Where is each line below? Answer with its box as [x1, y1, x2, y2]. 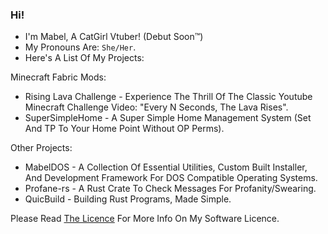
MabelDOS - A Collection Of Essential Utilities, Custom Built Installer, [24, 161, 308, 173]
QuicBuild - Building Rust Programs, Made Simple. [24, 193, 232, 205]
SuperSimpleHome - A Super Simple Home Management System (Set [24, 112, 312, 124]
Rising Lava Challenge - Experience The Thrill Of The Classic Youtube [24, 91, 313, 103]
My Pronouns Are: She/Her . [24, 41, 137, 53]
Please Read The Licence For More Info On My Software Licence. [10, 213, 280, 225]
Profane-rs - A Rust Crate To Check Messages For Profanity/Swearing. [24, 183, 317, 195]
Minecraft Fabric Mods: [10, 71, 107, 83]
